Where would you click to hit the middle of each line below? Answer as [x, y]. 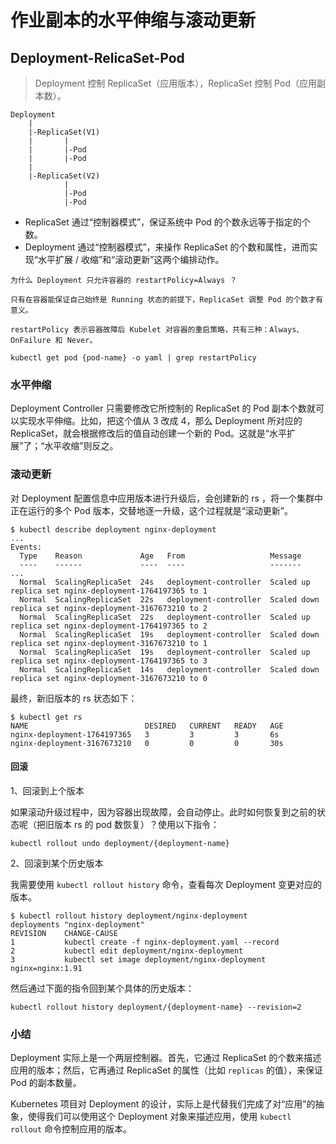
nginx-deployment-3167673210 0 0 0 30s [147, 743]
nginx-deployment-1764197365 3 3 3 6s [145, 734]
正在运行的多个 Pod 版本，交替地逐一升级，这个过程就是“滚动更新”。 [152, 510]
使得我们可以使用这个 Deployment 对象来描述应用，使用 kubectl [159, 1117]
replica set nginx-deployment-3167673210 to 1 [109, 643]
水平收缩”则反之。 [81, 446]
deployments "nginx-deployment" [77, 924]
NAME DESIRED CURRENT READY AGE [147, 726]
